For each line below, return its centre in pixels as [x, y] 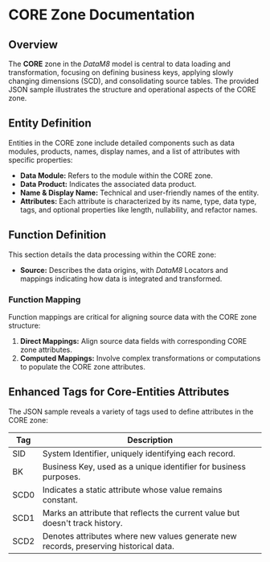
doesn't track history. [82, 523]
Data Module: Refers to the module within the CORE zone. [116, 176]
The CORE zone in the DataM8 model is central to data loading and [119, 64]
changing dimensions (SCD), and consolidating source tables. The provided [134, 81]
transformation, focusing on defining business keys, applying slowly [121, 72]
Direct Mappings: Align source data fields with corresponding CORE [133, 341]
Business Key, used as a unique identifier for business [144, 466]
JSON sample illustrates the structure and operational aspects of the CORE [133, 89]
